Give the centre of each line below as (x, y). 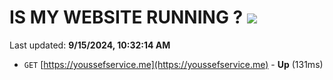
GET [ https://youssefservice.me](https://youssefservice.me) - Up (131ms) (173, 64)
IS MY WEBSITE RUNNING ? (126, 17)
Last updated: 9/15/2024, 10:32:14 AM (90, 45)
